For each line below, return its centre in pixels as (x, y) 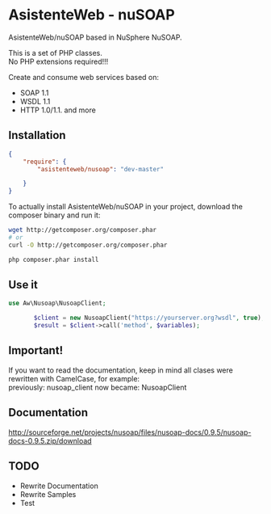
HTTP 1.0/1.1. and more (58, 110)
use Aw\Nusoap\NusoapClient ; (57, 303)
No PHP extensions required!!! (58, 61)
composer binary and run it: (54, 215)
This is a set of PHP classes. (55, 53)
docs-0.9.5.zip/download (50, 440)
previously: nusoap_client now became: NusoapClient (98, 387)
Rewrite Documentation (59, 486)
